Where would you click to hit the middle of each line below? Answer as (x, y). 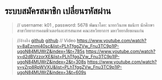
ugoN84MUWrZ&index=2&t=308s (51, 62)
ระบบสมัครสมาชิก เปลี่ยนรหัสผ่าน (58, 11)
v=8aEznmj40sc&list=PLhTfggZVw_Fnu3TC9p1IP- (68, 46)
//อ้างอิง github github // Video (46, 40)
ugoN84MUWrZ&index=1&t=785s (51, 51)
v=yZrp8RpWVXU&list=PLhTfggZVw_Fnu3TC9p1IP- (69, 67)
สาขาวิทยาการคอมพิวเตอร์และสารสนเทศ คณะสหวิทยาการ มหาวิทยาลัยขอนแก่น (80, 31)
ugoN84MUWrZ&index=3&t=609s (51, 72)
